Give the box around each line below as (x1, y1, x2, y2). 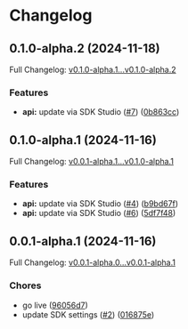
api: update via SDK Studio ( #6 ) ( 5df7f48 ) (21, 208, 176, 219)
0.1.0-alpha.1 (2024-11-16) (9, 132, 158, 148)
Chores (9, 279, 42, 292)
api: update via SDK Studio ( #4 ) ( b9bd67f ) (21, 198, 179, 209)
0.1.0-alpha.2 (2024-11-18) (9, 41, 160, 56)
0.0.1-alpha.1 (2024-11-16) (9, 233, 157, 249)
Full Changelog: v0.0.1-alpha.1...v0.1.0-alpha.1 (9, 156, 174, 167)
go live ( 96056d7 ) (21, 300, 89, 310)
